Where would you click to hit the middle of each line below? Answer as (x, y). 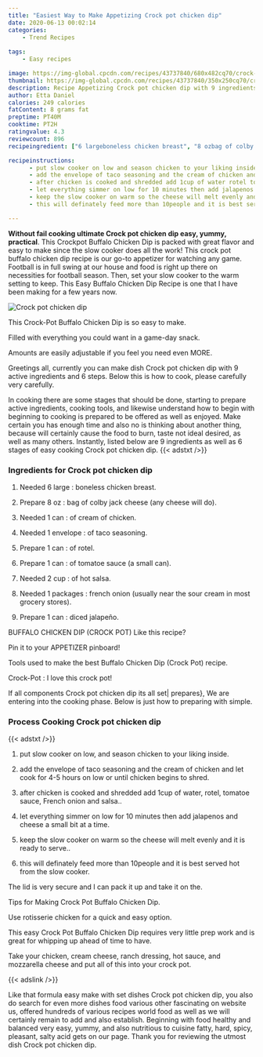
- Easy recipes (47, 60)
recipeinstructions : (42, 160)
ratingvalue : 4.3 (36, 132)
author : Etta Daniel (42, 95)
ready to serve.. (45, 848)
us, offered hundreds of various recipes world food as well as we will (119, 1011)
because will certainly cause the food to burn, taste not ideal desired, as (124, 433)
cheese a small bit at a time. (65, 825)
